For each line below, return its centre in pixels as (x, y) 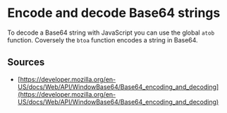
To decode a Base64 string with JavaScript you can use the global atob (111, 32)
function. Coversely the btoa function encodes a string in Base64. (103, 40)
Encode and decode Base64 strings (114, 13)
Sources (26, 63)
